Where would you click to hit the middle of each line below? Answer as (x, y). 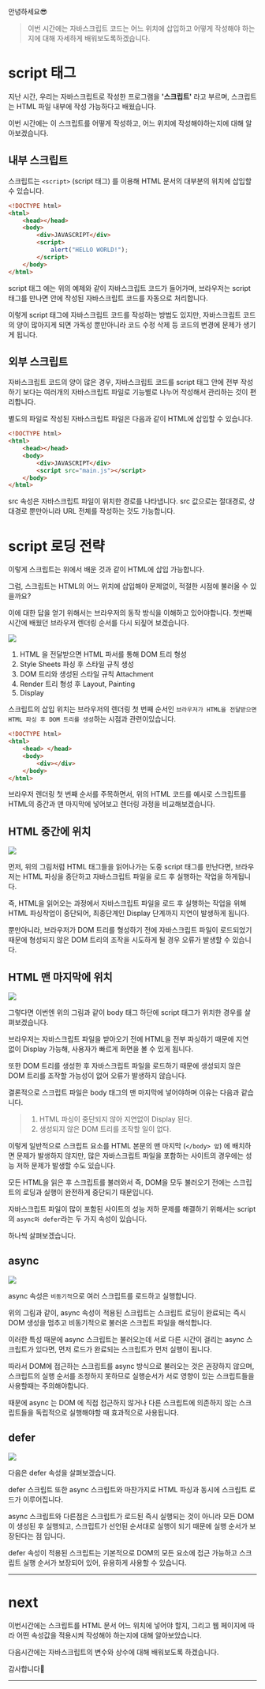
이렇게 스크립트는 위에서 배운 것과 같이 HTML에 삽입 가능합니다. (106, 569)
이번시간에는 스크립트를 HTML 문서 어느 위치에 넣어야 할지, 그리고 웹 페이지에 (127, 1625)
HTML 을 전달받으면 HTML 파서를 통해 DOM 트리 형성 (103, 654)
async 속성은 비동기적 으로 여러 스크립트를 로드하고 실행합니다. (103, 1295)
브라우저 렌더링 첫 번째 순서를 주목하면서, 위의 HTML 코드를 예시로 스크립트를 (127, 794)
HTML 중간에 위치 (50, 831)
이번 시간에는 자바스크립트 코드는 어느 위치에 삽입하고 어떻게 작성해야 (134, 28)
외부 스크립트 (38, 362)
